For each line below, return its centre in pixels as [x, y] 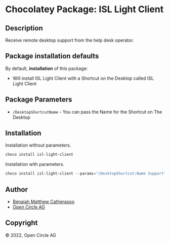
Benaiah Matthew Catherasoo [44, 202]
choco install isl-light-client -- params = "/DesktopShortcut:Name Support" [86, 173]
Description [24, 28]
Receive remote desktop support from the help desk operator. [70, 40]
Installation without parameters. [38, 145]
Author [16, 189]
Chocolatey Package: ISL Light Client [84, 9]
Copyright [22, 223]
